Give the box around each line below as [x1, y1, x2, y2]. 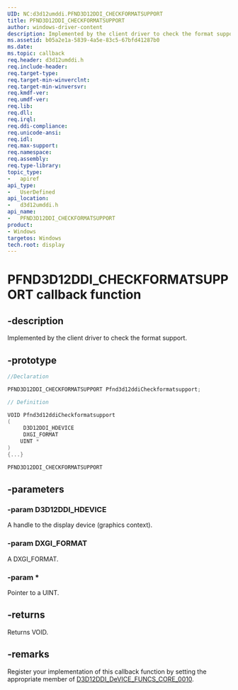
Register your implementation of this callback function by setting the [7, 667, 207, 676]
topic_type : [7, 168, 42, 176]
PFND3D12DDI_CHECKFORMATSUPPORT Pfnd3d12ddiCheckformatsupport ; [7, 386, 201, 393]
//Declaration [7, 373, 50, 380]
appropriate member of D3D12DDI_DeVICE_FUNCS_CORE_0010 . [7, 674, 194, 683]
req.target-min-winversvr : [7, 83, 87, 90]
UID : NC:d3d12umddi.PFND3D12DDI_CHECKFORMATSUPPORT [7, 10, 163, 18]
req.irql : [7, 116, 37, 123]
